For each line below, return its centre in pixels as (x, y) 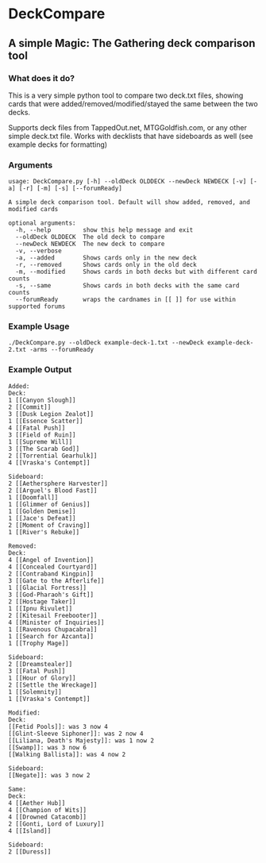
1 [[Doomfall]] (33, 497)
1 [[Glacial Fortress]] (48, 588)
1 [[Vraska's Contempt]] (49, 699)
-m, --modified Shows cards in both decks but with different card (137, 272)
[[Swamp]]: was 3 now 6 (48, 747)
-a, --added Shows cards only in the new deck (106, 258)
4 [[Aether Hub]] (37, 803)
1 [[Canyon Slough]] (42, 400)
